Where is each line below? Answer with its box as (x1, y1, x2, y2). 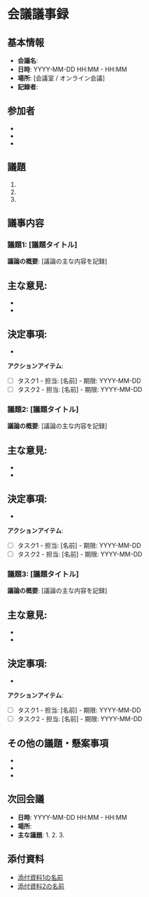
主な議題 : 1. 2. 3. (17, 830, 65, 839)
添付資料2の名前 (17, 882, 65, 890)
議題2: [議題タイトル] (7, 404, 79, 414)
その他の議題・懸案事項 (7, 737, 108, 749)
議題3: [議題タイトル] (7, 569, 79, 579)
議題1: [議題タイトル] (7, 240, 78, 249)
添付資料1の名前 (17, 873, 64, 882)
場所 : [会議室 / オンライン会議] (17, 74, 105, 82)
